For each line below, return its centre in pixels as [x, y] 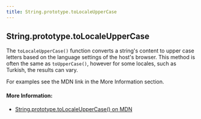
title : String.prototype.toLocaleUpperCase [62, 12]
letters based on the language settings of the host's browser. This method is [101, 57]
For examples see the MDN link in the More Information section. [85, 82]
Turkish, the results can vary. [42, 70]
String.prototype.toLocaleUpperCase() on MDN [73, 109]
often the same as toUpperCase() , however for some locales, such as [91, 63]
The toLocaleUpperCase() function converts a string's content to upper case [100, 51]
